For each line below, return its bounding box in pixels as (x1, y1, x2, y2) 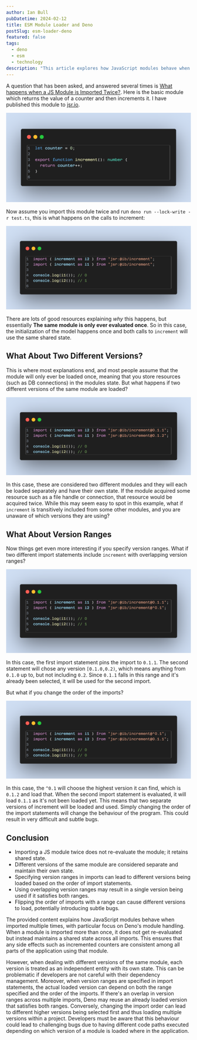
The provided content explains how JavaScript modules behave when (6, 916, 175, 923)
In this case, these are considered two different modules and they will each (6, 481, 188, 488)
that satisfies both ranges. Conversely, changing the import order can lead (6, 1002, 186, 1009)
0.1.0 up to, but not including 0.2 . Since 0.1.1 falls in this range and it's (6, 671, 179, 678)
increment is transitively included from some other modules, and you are (6, 506, 181, 513)
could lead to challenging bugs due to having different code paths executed (6, 1021, 189, 1028)
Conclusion (6, 832, 49, 843)
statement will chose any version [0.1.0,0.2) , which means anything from (6, 665, 186, 672)
